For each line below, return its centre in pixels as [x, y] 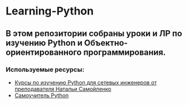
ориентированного [44, 52]
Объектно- [106, 43]
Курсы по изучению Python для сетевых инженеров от [86, 82]
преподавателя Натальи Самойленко [63, 89]
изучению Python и [44, 43]
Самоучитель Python [42, 95]
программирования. [125, 52]
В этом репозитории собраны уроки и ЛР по [94, 33]
